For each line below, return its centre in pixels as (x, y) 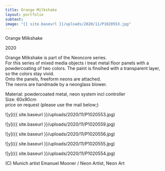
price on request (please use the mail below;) (52, 105)
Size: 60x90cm (21, 100)
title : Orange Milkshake (31, 10)
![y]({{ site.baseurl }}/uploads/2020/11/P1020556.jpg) (60, 134)
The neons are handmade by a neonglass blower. (56, 84)
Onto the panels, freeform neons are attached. (53, 79)
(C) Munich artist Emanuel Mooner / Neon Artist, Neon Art (65, 163)
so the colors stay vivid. (30, 74)
